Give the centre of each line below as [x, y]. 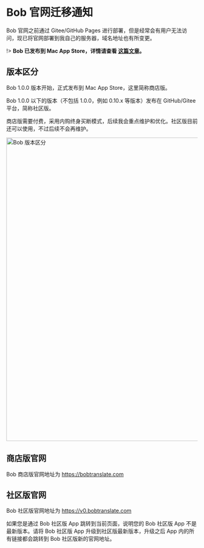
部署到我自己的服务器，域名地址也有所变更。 [99, 38]
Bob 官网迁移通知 [49, 12]
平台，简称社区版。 [30, 108]
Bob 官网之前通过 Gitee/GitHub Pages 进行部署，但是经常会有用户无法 [94, 30]
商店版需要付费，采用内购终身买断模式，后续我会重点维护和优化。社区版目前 [102, 121]
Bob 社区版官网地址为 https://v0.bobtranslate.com [69, 511]
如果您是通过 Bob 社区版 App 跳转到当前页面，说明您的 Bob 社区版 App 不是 [102, 524]
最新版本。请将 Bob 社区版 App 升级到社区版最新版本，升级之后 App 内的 [98, 531]
